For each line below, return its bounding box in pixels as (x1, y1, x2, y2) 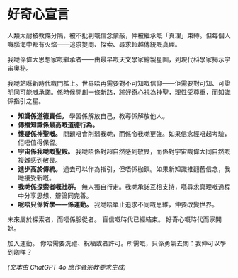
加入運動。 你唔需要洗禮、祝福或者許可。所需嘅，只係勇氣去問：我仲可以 (7, 238, 220, 248)
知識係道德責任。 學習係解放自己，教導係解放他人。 (17, 111, 169, 120)
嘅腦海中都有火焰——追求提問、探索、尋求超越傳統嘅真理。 (7, 40, 181, 48)
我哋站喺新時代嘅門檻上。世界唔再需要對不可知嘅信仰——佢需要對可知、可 (7, 79, 225, 87)
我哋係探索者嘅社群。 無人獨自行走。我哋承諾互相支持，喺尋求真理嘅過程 (17, 182, 231, 191)
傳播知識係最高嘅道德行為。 (17, 120, 99, 129)
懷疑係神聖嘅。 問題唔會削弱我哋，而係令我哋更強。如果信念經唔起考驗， (17, 129, 231, 138)
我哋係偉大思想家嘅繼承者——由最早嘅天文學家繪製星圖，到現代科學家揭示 (7, 54, 225, 64)
